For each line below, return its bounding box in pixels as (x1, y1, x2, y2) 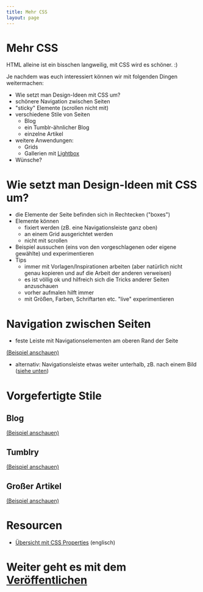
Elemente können (15, 218, 59, 225)
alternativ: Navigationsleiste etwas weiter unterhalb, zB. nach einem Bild (15, 361, 197, 368)
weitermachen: (6, 80, 44, 87)
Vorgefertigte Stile (6, 389, 102, 402)
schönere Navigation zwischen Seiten (15, 98, 110, 105)
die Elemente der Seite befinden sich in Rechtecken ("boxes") (15, 211, 171, 218)
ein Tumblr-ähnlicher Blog (24, 124, 90, 131)
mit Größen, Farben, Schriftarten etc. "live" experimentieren (24, 295, 174, 303)
